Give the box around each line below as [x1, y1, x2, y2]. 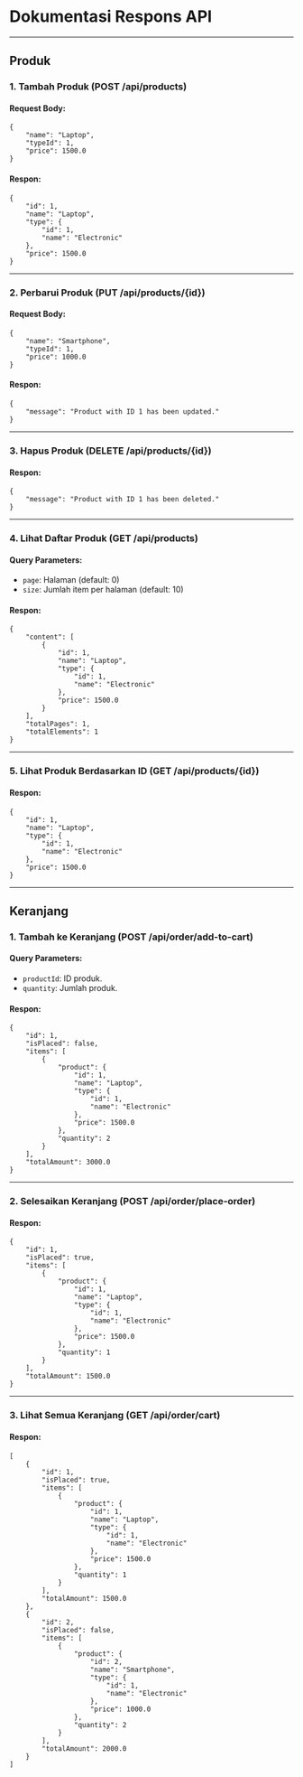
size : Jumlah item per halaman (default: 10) [22, 585, 184, 595]
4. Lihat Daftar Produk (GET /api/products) [9, 532, 198, 545]
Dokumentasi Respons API [9, 6, 213, 27]
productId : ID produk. [22, 973, 103, 984]
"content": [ [25, 632, 75, 642]
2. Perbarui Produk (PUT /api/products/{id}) [9, 286, 206, 299]
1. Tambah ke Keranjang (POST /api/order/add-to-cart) [9, 931, 254, 943]
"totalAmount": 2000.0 [41, 1744, 127, 1754]
